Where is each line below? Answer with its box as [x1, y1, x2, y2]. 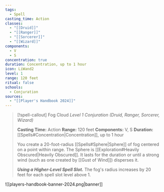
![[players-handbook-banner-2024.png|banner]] [5, 181, 103, 187]
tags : [5, 7, 16, 12]
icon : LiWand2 [5, 67, 34, 72]
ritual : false [5, 80, 34, 85]
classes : [5, 21, 23, 26]
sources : [5, 94, 23, 99]
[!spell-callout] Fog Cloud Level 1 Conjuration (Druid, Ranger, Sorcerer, [17, 112, 160, 118]
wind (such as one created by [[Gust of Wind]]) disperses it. [17, 157, 139, 163]
